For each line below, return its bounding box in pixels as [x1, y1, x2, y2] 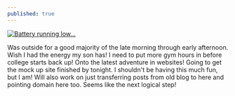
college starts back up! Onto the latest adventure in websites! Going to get [7, 57, 222, 67]
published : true [7, 10, 55, 18]
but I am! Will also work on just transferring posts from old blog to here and [7, 73, 224, 81]
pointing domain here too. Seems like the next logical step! [7, 80, 177, 88]
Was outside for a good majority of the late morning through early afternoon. [7, 43, 229, 51]
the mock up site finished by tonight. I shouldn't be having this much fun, [7, 65, 218, 74]
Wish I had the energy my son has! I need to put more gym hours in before [7, 50, 222, 59]
